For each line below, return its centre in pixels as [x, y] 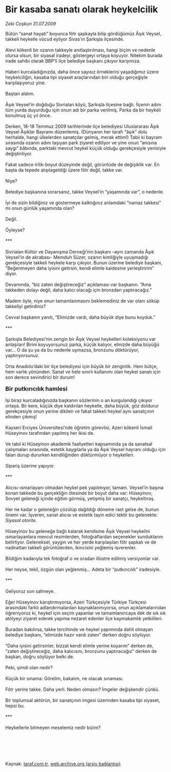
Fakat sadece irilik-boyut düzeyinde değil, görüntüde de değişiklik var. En [82, 164]
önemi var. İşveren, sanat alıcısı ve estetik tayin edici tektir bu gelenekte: [81, 515]
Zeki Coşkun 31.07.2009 [31, 24]
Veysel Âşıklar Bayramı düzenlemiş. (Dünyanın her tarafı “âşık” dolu [76, 131]
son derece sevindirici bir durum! [40, 377]
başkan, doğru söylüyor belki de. [40, 657]
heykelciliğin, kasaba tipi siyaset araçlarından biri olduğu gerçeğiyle [77, 77]
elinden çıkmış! [21, 416]
